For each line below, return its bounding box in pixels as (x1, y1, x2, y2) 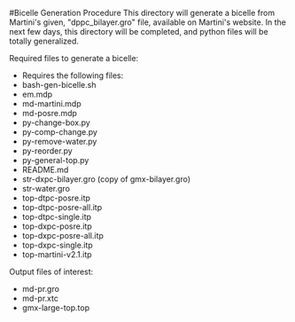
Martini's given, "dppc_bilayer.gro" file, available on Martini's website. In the (9, 17, 286, 27)
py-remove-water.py (21, 137, 97, 146)
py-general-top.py (21, 155, 89, 165)
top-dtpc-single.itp (21, 212, 91, 222)
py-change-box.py (21, 117, 90, 128)
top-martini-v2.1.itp (21, 249, 92, 260)
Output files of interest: (9, 266, 94, 277)
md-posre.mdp (21, 108, 78, 118)
